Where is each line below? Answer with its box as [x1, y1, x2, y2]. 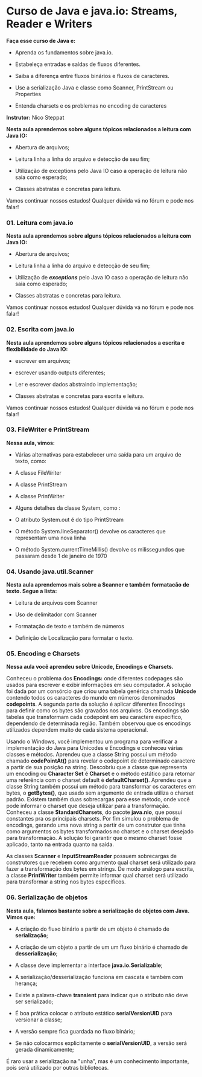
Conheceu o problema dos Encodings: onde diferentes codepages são [6, 675, 183, 682]
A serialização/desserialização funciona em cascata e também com [14, 973, 183, 980]
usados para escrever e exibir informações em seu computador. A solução [6, 682, 192, 689]
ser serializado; [14, 998, 54, 1005]
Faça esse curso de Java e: [6, 37, 76, 44]
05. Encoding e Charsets [6, 649, 80, 658]
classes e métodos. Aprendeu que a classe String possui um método [6, 751, 177, 758]
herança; [14, 980, 37, 987]
